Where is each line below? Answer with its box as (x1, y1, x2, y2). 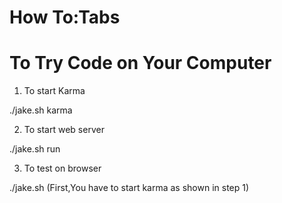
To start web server (23, 124, 105, 136)
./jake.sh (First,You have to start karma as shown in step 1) (9, 182, 250, 194)
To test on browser (23, 162, 102, 175)
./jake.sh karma (9, 104, 73, 116)
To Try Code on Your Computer (9, 52, 272, 75)
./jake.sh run (9, 143, 61, 155)
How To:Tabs (9, 6, 121, 29)
